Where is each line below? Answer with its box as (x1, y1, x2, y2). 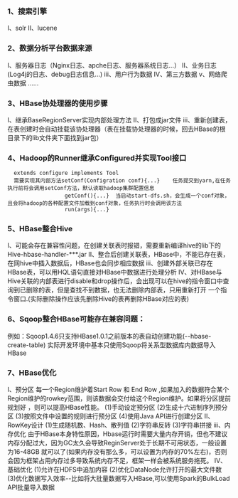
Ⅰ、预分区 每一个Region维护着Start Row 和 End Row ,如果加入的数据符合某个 (7, 386, 229, 394)
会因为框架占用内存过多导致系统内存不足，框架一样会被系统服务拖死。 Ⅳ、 (7, 457, 227, 465)
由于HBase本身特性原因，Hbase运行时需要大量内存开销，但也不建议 (27, 430, 228, 438)
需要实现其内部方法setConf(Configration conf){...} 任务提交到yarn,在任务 (13, 177, 231, 184)
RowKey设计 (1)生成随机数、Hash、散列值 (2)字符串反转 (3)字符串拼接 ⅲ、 (7, 421, 225, 430)
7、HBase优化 (7, 368, 57, 378)
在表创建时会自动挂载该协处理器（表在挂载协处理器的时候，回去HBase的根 (7, 124, 226, 133)
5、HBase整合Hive (7, 224, 73, 234)
